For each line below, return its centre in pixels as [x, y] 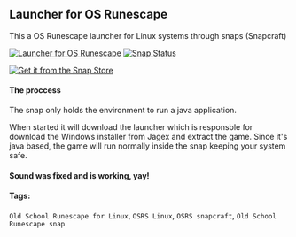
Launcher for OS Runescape [89, 15]
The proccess [35, 90]
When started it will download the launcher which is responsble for [131, 127]
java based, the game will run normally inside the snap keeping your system [148, 146]
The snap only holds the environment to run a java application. [123, 111]
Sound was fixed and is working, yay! [79, 175]
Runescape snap [37, 224]
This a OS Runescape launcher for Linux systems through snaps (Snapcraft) [148, 35]
